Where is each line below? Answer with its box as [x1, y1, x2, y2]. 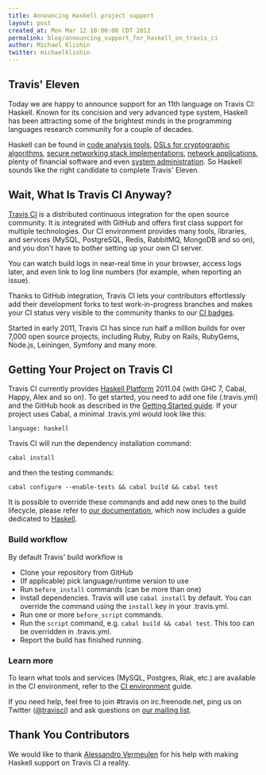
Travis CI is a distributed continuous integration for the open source [8, 209, 229, 219]
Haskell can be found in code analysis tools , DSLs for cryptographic [8, 140, 230, 149]
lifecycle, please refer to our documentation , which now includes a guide [8, 506, 246, 515]
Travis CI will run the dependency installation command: [8, 439, 192, 448]
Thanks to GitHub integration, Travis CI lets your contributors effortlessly [8, 291, 246, 300]
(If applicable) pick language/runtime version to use [19, 575, 189, 585]
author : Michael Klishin [8, 41, 91, 49]
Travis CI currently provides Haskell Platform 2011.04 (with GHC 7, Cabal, [8, 384, 247, 393]
